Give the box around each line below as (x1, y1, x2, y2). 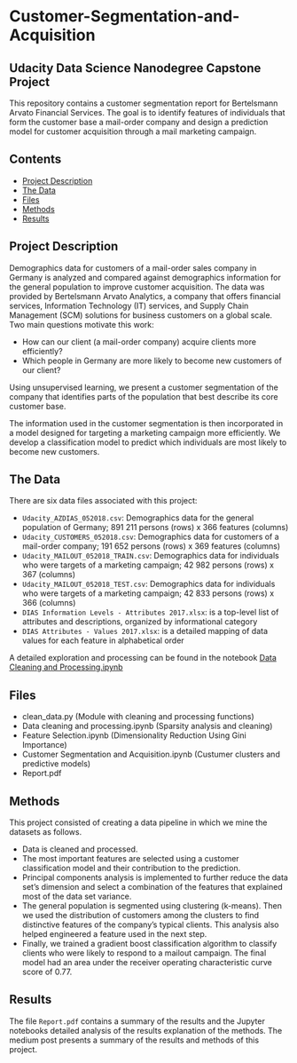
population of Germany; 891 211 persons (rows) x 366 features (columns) (21, 522, 289, 533)
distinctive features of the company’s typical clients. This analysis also (21, 919, 279, 930)
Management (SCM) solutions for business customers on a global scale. (9, 309, 273, 321)
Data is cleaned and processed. (21, 844, 138, 854)
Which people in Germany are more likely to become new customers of (21, 355, 282, 366)
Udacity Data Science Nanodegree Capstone (9, 60, 262, 75)
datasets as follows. (9, 827, 82, 837)
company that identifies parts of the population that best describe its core (9, 391, 278, 401)
